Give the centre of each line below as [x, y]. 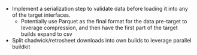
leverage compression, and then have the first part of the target [99, 27]
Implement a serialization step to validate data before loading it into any [100, 9]
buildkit [21, 47]
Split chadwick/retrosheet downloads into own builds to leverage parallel [101, 40]
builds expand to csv [46, 34]
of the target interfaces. [41, 15]
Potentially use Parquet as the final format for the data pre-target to [104, 21]
